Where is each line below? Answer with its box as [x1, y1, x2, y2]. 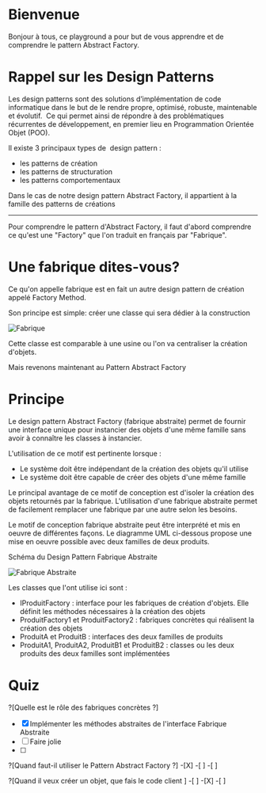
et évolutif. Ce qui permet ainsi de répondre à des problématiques [8, 111, 224, 120]
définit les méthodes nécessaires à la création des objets [19, 606, 206, 616]
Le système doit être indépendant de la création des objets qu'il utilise [19, 463, 249, 473]
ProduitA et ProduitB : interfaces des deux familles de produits [19, 631, 223, 641]
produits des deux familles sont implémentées [19, 648, 170, 658]
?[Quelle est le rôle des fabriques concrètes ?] [8, 703, 159, 712]
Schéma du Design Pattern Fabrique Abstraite [8, 552, 158, 562]
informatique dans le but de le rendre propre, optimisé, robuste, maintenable [8, 102, 257, 112]
